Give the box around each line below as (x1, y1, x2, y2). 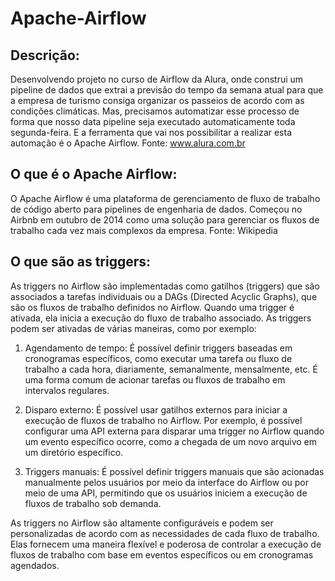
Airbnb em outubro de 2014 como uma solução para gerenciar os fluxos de (10, 213, 320, 226)
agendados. (10, 559, 60, 571)
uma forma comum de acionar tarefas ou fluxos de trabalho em (24, 373, 286, 386)
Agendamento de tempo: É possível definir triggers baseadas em (24, 342, 293, 354)
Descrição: (10, 47, 80, 64)
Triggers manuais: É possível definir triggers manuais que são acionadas (24, 465, 325, 477)
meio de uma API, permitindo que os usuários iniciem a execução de (24, 487, 308, 499)
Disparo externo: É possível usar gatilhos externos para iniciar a (24, 403, 288, 416)
